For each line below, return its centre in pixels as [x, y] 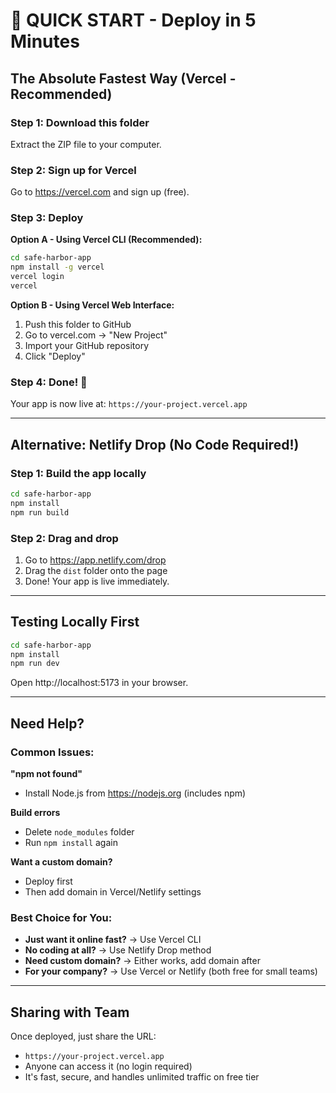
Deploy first [48, 881]
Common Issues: [52, 752]
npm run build [40, 512]
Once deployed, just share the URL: [83, 1036]
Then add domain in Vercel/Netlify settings [113, 892]
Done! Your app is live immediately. [97, 581]
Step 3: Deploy [47, 218]
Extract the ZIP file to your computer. [86, 144]
